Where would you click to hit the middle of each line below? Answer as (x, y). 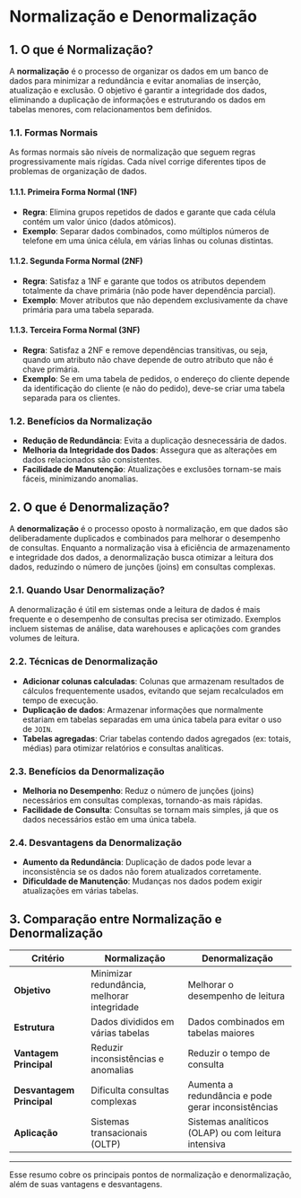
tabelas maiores (221, 1033)
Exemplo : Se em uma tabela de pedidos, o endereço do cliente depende (156, 378)
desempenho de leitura (236, 996)
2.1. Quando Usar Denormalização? (87, 590)
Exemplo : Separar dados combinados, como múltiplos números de (146, 231)
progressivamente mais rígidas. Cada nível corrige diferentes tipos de (138, 162)
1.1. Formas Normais (54, 132)
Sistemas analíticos (228, 1122)
